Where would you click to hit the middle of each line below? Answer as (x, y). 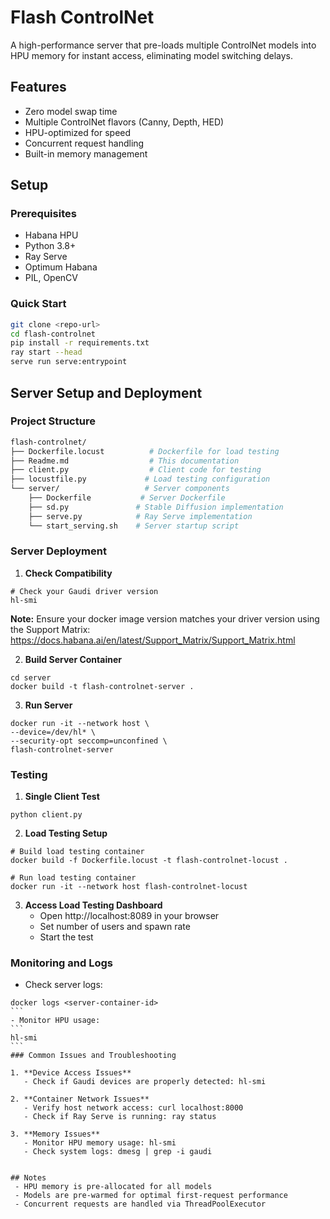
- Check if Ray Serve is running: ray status (120, 1117)
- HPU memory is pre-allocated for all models (113, 1187)
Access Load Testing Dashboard (93, 905)
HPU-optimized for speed (78, 132)
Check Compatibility (68, 573)
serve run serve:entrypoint (69, 362)
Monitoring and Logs (61, 963)
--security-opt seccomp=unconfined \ (89, 741)
